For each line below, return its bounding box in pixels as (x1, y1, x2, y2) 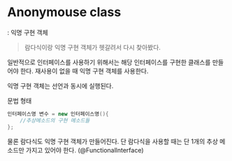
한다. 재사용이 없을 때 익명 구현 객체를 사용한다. (20, 66, 149, 75)
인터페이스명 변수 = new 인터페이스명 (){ (7, 110, 109, 118)
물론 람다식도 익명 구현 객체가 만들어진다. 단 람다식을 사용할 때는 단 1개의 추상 (7, 137, 219, 146)
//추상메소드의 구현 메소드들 (20, 117, 90, 124)
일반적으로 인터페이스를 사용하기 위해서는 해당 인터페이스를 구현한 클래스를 (7, 57, 211, 66)
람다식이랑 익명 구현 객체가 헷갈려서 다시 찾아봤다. (24, 43, 161, 51)
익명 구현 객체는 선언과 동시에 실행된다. (7, 81, 114, 90)
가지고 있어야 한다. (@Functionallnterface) (25, 146, 145, 154)
